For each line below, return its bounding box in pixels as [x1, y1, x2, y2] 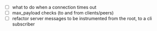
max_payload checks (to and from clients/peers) [12, 10, 114, 16]
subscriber [12, 21, 35, 27]
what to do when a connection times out [12, 4, 97, 10]
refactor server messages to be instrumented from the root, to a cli [12, 15, 152, 21]
